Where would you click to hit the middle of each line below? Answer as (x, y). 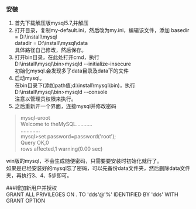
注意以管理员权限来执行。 (45, 99)
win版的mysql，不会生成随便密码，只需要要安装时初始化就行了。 (84, 161)
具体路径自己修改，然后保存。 (50, 50)
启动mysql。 (30, 78)
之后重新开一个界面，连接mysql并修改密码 (66, 106)
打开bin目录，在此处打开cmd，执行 (57, 57)
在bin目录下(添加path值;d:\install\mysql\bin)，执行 (75, 85)
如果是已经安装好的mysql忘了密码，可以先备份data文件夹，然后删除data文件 (98, 168)
